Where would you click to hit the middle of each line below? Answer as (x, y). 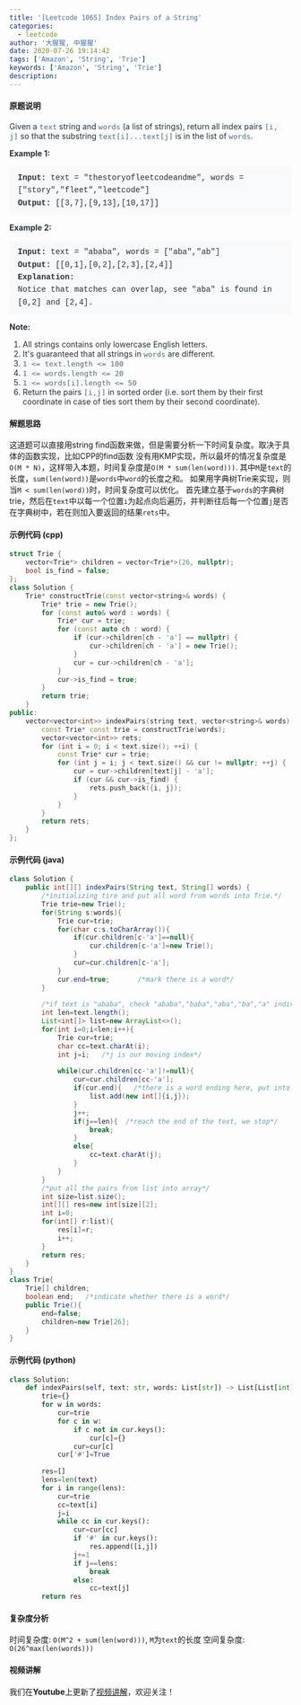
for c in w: (79, 1421)
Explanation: (46, 277)
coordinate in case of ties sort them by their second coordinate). (141, 402)
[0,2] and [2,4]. (56, 302)
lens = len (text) (70, 1480)
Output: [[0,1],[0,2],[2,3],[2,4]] (95, 265)
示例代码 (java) (37, 860)
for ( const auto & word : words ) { (106, 613)
